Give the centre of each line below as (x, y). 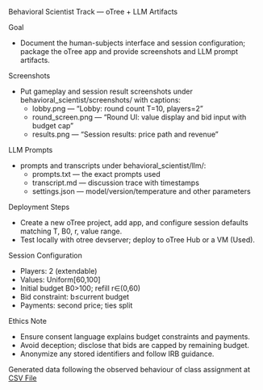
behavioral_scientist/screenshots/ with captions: (100, 100)
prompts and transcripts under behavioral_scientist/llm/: (113, 166)
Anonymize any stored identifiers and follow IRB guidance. (117, 354)
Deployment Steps (39, 207)
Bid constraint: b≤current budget (75, 297)
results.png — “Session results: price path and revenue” (125, 134)
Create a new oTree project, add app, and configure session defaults (134, 222)
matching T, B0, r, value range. (71, 231)
